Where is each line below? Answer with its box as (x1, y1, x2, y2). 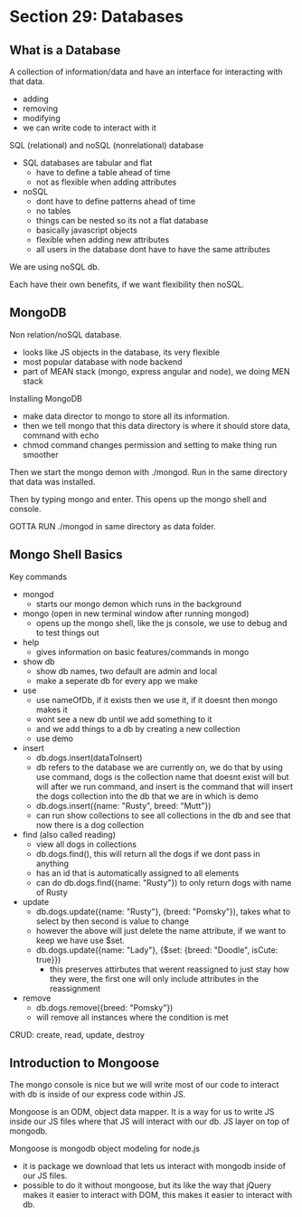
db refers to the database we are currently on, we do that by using (35, 762, 283, 773)
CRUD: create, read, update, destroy (9, 1029, 145, 1040)
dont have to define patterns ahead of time (35, 196, 196, 206)
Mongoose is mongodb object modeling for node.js (9, 1143, 201, 1155)
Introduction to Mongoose (9, 1056, 160, 1071)
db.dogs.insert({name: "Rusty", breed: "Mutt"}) (35, 800, 212, 811)
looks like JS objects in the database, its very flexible (22, 347, 220, 357)
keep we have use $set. (35, 935, 125, 946)
